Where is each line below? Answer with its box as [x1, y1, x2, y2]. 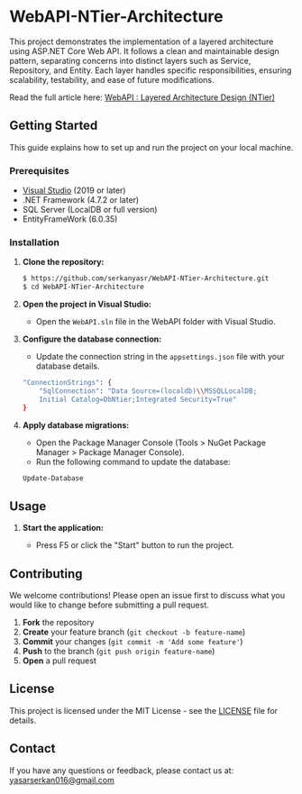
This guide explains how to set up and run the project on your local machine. [9, 141, 294, 152]
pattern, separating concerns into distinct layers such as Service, [9, 55, 252, 66]
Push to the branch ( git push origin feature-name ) [22, 646, 215, 657]
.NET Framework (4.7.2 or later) [22, 195, 140, 205]
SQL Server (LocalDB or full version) [22, 205, 158, 215]
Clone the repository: [22, 257, 105, 268]
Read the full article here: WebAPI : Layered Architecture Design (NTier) [9, 92, 276, 103]
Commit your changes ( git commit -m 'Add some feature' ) [22, 636, 243, 647]
